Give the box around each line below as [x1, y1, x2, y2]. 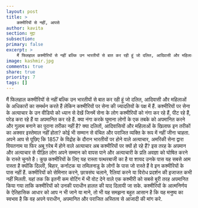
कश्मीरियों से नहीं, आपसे [16, 19, 60, 25]
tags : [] [6, 80, 28, 86]
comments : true [6, 63, 44, 70]
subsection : [6, 36, 35, 42]
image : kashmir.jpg [6, 58, 54, 64]
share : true [6, 69, 35, 75]
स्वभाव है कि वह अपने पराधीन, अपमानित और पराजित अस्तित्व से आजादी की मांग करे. [6, 196, 163, 202]
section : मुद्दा [6, 31, 35, 37]
